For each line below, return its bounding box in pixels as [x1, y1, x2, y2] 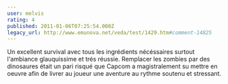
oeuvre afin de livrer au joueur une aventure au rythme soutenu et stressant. [7, 70, 222, 78]
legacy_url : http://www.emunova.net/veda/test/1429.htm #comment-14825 [7, 29, 212, 36]
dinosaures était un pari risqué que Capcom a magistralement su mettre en [7, 62, 218, 70]
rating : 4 [7, 16, 35, 23]
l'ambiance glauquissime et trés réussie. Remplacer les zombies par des [7, 55, 210, 64]
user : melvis [7, 10, 44, 17]
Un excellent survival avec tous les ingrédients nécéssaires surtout [7, 48, 195, 56]
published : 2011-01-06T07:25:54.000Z [7, 23, 115, 29]
